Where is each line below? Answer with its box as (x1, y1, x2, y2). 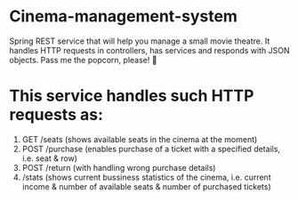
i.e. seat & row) (21, 153, 78, 164)
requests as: (9, 105, 104, 125)
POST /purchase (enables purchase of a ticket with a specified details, (21, 143, 281, 154)
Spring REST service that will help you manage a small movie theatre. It (9, 36, 270, 46)
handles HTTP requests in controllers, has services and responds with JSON (9, 44, 290, 55)
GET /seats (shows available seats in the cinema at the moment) (21, 133, 258, 144)
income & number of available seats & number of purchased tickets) (21, 181, 271, 192)
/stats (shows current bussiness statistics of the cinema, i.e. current (21, 172, 271, 182)
